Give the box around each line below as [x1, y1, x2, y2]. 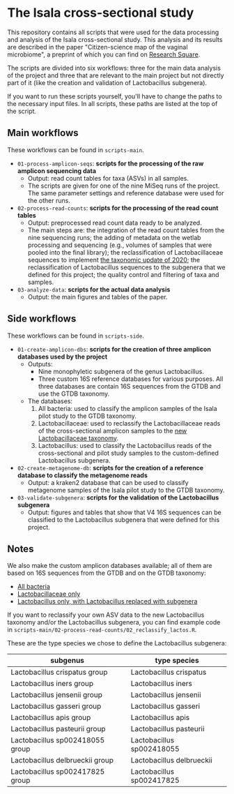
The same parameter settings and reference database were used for [27, 188, 224, 197]
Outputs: [27, 359, 53, 368]
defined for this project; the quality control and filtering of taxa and [27, 270, 219, 278]
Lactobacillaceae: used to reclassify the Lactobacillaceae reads [38, 419, 221, 427]
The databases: [27, 396, 73, 405]
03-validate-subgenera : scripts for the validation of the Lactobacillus [17, 493, 219, 502]
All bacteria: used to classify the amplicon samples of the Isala [38, 404, 217, 412]
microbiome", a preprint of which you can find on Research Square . [7, 50, 201, 59]
